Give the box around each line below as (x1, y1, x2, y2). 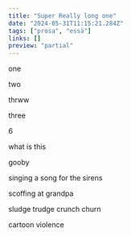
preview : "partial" (8, 42, 74, 50)
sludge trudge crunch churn (8, 205, 102, 214)
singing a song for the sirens (8, 173, 103, 183)
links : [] (8, 34, 42, 43)
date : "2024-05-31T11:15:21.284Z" (8, 19, 125, 27)
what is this (8, 142, 47, 151)
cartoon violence (8, 220, 64, 230)
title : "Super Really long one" (8, 11, 117, 20)
